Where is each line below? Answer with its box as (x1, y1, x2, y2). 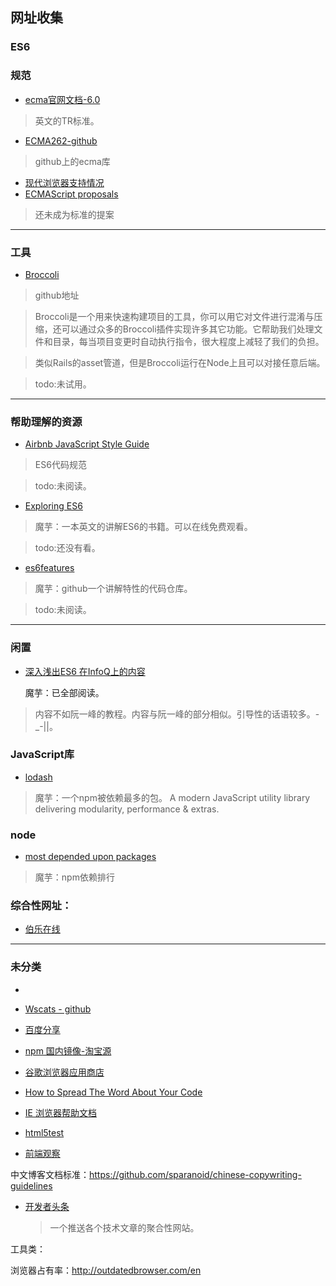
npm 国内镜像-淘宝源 (24, 1044, 112, 1057)
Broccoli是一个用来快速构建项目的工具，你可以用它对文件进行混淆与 (34, 310, 315, 322)
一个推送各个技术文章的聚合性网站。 (49, 1221, 200, 1233)
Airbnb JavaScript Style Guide (24, 438, 150, 450)
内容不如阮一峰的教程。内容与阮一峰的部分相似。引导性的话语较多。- (34, 708, 320, 720)
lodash (24, 771, 53, 783)
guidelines (10, 1179, 53, 1192)
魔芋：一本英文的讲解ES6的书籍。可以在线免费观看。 (34, 521, 253, 533)
